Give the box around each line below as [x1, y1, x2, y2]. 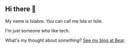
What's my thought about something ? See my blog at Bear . [5, 37, 126, 43]
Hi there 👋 [5, 5, 36, 13]
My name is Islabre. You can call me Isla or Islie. [5, 18, 103, 24]
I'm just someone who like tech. [5, 28, 70, 34]
